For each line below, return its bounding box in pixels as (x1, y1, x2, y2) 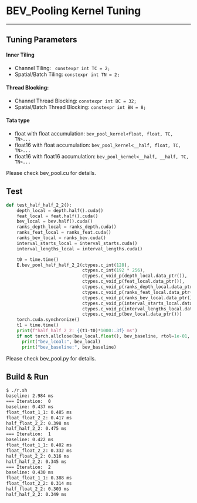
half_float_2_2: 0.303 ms (6, 486, 69, 492)
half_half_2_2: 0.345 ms (6, 458, 67, 465)
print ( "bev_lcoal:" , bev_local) (21, 339, 101, 345)
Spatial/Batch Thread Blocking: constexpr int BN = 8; (14, 103, 147, 110)
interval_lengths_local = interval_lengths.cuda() (16, 246, 143, 251)
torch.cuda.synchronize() (16, 317, 80, 323)
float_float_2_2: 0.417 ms (6, 415, 72, 421)
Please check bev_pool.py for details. (6, 355, 96, 362)
